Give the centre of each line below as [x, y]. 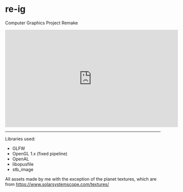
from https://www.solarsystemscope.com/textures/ [57, 184]
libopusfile [23, 164]
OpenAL [21, 159]
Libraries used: [20, 139]
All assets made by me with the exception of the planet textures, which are [81, 179]
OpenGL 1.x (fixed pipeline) [40, 153]
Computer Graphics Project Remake [41, 23]
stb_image [23, 169]
